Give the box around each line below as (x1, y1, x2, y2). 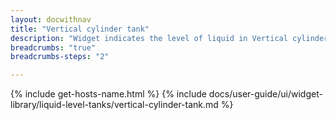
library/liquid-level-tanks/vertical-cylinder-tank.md (10, 99, 219, 111)
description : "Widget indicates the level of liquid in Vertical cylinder (10, 33, 329, 43)
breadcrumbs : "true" (10, 42, 97, 53)
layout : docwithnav (10, 14, 92, 25)
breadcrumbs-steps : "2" (10, 52, 110, 62)
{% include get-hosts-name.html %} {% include (10, 88, 207, 100)
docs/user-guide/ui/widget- (208, 88, 323, 100)
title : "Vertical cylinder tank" (10, 24, 150, 34)
